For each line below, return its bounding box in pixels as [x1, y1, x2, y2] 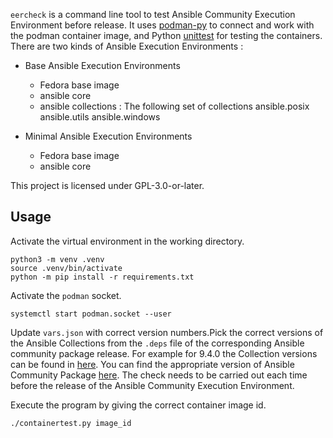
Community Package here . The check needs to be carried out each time [10, 369, 308, 381]
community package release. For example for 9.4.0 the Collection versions [10, 347, 318, 359]
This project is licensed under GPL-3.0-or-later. [10, 180, 205, 191]
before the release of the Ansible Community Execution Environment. [10, 379, 295, 391]
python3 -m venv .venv [10, 254, 105, 264]
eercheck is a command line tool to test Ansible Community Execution [10, 9, 296, 20]
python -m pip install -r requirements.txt [10, 272, 195, 282]
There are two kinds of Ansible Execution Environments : [10, 40, 244, 52]
